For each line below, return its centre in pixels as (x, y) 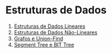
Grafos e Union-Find (38, 38)
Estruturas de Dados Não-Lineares (55, 32)
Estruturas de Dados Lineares (50, 26)
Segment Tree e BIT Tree (44, 45)
